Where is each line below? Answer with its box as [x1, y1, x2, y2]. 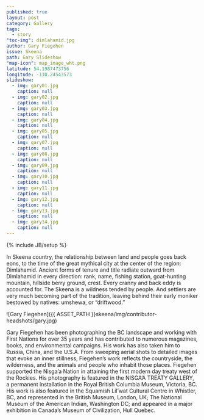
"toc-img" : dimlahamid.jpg [6, 37, 75, 43]
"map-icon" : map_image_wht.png [6, 60, 86, 66]
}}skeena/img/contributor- [91, 310, 157, 317]
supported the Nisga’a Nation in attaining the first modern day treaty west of [6, 367, 198, 375]
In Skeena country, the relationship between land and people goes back [6, 253, 187, 260]
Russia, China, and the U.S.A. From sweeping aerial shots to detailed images [6, 348, 198, 355]
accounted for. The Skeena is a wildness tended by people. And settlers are [6, 285, 196, 293]
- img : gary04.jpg [12, 117, 59, 123]
